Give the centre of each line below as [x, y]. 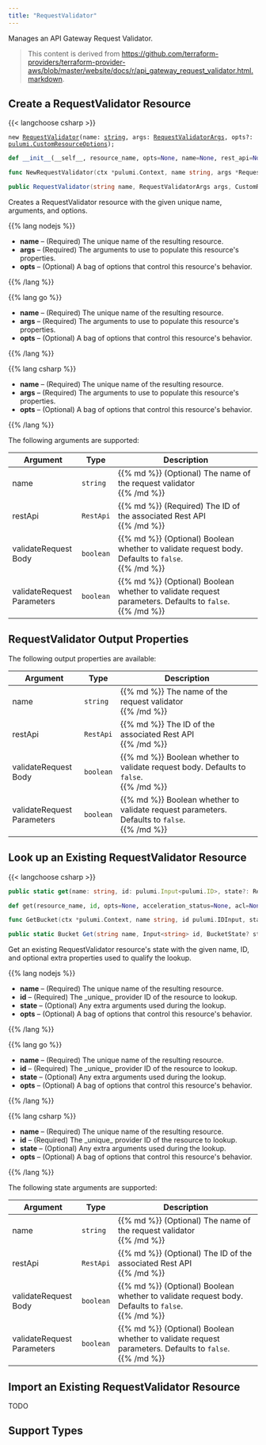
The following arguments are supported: [74, 441]
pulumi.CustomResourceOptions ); [61, 144]
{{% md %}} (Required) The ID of [179, 507]
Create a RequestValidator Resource [100, 104]
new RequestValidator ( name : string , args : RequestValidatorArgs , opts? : [131, 137]
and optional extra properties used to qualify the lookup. [100, 958]
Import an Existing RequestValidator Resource [124, 1387]
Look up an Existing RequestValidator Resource [127, 858]
